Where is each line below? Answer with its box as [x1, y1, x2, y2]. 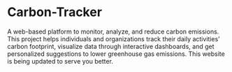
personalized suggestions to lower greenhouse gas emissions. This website [7, 50, 225, 58]
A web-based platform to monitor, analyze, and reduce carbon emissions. [7, 27, 219, 36]
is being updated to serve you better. [7, 57, 114, 65]
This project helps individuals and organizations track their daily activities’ [7, 34, 220, 43]
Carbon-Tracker [7, 4, 103, 20]
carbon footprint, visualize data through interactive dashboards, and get [7, 42, 215, 50]
